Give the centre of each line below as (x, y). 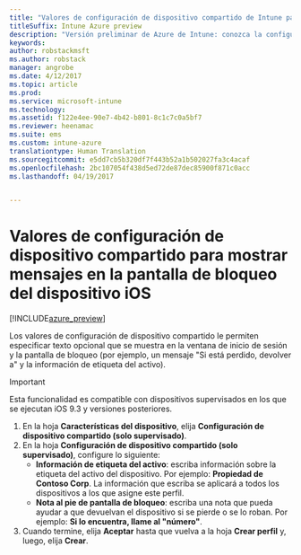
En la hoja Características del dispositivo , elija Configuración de (143, 427)
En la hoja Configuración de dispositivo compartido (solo (130, 445)
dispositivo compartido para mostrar (149, 255)
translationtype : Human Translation (77, 151)
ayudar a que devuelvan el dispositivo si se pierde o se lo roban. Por (162, 512)
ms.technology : (38, 110)
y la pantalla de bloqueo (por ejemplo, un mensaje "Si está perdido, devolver (150, 355)
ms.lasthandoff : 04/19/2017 (62, 176)
